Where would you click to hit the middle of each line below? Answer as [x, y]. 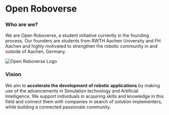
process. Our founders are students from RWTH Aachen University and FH [83, 41]
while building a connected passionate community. [58, 107]
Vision [13, 75]
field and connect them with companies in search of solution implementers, [84, 101]
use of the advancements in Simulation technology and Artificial [72, 91]
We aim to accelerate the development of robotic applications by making [83, 85]
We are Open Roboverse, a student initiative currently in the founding [77, 35]
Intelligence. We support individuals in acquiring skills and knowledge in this [85, 96]
